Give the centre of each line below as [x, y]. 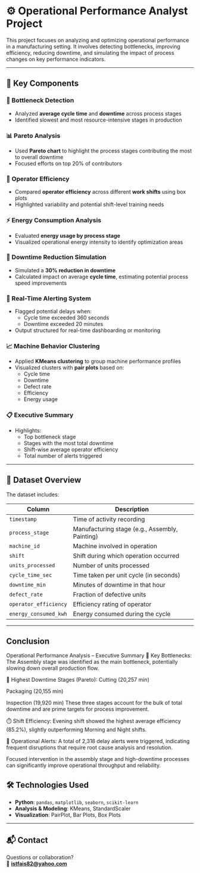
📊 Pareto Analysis [33, 135]
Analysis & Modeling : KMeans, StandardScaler [73, 809]
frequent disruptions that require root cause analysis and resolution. [89, 748]
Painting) [85, 536]
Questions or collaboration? [40, 857]
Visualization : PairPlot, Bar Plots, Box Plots [68, 815]
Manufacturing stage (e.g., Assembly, [126, 529]
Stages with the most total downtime [68, 443]
